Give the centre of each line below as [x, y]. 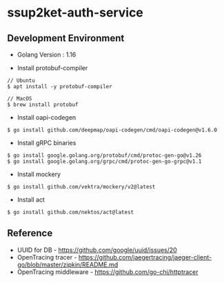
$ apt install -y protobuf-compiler [60, 87]
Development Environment [66, 38]
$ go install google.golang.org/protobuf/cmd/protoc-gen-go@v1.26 [104, 156]
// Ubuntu [21, 81]
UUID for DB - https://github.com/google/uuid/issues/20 [97, 250]
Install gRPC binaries [47, 143]
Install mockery [39, 174]
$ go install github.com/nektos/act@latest [71, 212]
